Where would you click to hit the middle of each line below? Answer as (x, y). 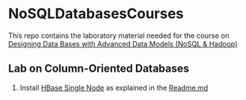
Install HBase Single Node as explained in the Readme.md (114, 87)
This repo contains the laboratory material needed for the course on (119, 35)
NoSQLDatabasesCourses (96, 14)
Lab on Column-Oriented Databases (99, 69)
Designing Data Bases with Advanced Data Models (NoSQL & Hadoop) (123, 43)
